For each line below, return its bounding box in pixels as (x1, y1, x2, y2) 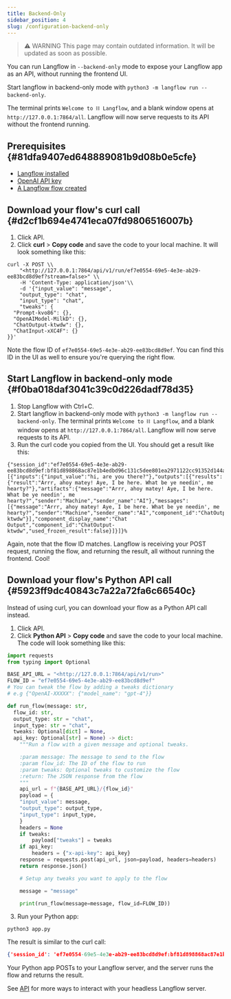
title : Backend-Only (7, 10, 67, 17)
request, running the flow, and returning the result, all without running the (7, 546, 214, 555)
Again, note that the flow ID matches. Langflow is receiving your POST (7, 540, 206, 548)
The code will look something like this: (16, 639, 126, 647)
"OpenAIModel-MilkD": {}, (13, 315, 88, 322)
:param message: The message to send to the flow (19, 753, 165, 760)
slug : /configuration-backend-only (7, 23, 109, 30)
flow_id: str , (13, 709, 54, 716)
